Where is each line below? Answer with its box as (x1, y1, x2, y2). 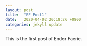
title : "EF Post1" (5, 12, 47, 17)
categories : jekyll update (5, 21, 63, 27)
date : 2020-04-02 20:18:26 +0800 (5, 17, 81, 22)
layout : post (5, 7, 33, 13)
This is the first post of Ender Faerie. (5, 36, 82, 42)
